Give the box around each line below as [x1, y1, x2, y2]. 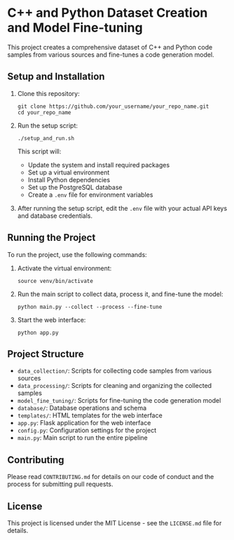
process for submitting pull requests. [7, 480, 113, 488]
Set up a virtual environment [27, 168, 110, 176]
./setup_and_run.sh [17, 134, 75, 141]
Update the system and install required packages [27, 160, 170, 169]
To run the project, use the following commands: [7, 250, 147, 258]
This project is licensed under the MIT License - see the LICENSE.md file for [7, 519, 222, 527]
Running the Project [7, 232, 96, 244]
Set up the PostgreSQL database [27, 183, 123, 191]
